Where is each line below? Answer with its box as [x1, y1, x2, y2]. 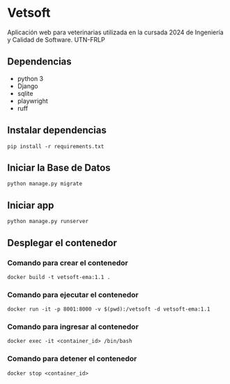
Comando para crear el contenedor [7, 257, 128, 267]
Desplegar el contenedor [7, 236, 117, 249]
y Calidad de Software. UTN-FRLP [7, 35, 106, 43]
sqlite [17, 89, 33, 97]
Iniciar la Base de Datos [7, 162, 111, 173]
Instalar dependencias [7, 125, 107, 136]
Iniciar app [7, 199, 54, 211]
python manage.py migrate [7, 180, 82, 187]
